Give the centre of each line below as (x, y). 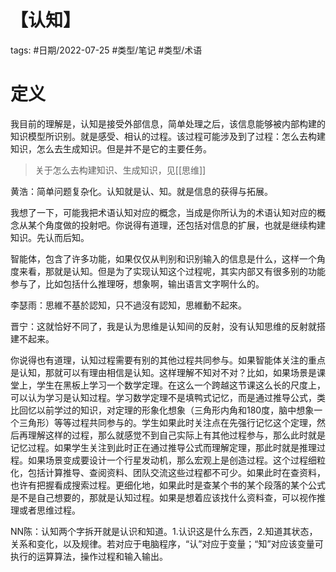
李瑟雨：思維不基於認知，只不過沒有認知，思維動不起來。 (128, 305)
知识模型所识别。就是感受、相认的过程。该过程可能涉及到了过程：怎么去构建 (168, 136)
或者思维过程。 (49, 510)
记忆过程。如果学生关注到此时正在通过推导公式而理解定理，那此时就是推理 (163, 447)
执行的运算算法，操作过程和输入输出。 (89, 556)
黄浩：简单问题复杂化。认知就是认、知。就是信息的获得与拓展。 (141, 191)
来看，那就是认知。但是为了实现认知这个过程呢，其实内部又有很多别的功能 (172, 271)
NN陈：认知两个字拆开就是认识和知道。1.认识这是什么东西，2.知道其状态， (164, 531)
